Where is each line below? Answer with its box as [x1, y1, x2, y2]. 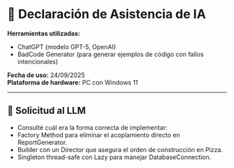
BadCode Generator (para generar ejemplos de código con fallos [17, 50, 204, 58]
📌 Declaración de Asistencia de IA [7, 6, 207, 22]
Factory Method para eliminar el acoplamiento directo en [17, 131, 180, 139]
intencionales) [17, 57, 58, 65]
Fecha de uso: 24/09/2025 [7, 71, 85, 79]
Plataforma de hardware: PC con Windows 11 [7, 78, 139, 86]
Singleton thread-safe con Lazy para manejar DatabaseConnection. [17, 153, 211, 161]
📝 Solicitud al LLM [7, 105, 86, 117]
